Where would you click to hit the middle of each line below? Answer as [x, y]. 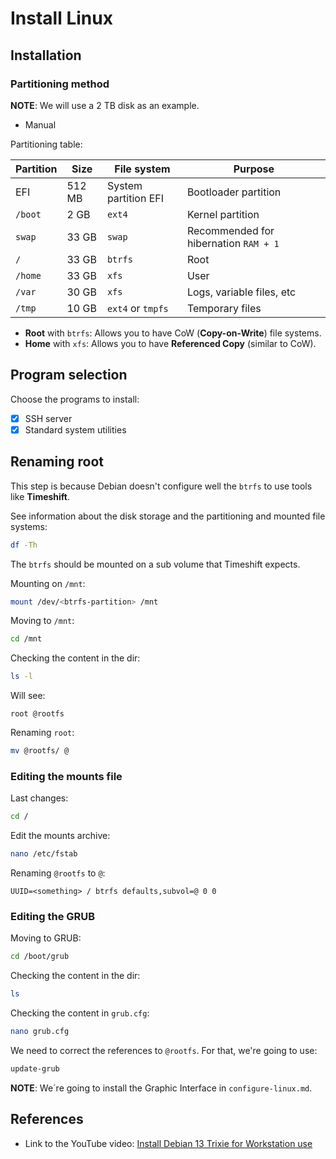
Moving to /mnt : [42, 621]
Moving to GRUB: [46, 938]
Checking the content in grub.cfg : [80, 1013]
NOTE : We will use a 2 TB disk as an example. [105, 105]
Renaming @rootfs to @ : [58, 873]
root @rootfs [37, 714]
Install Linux [61, 18]
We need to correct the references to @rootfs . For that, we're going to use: [164, 1050]
